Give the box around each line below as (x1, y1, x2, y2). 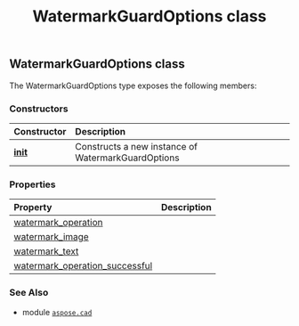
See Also (9, 287, 49, 299)
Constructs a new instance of (75, 140, 198, 152)
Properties (9, 178, 56, 191)
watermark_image (13, 231, 89, 243)
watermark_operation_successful (13, 260, 153, 273)
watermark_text (13, 245, 79, 257)
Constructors (9, 102, 69, 115)
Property (13, 201, 53, 214)
